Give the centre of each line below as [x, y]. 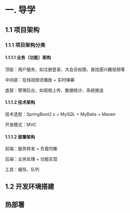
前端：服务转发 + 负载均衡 [31, 149]
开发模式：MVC [21, 124]
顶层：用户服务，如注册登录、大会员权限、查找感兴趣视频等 [65, 69]
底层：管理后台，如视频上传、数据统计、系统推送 [54, 90]
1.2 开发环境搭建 [30, 186]
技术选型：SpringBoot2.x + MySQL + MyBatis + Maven [60, 114]
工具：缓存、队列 [22, 169]
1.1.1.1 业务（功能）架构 [28, 57]
